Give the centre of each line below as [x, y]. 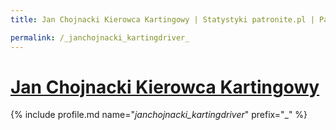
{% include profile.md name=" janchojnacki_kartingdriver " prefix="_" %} [159, 115]
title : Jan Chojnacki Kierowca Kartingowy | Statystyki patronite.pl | [162, 19]
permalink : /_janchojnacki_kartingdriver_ [100, 37]
